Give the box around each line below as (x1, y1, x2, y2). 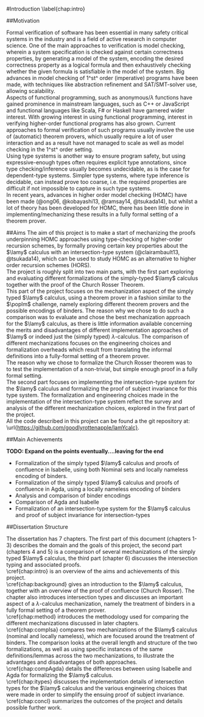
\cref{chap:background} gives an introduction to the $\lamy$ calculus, (6, 581, 183, 587)
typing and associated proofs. (6, 561, 82, 568)
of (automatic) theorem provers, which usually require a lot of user (6, 133, 173, 140)
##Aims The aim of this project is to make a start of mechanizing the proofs (6, 229, 196, 236)
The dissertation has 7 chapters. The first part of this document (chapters (6, 535, 191, 542)
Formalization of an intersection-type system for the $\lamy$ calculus (15, 505, 191, 512)
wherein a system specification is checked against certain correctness (6, 48, 184, 56)
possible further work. (6, 704, 62, 711)
